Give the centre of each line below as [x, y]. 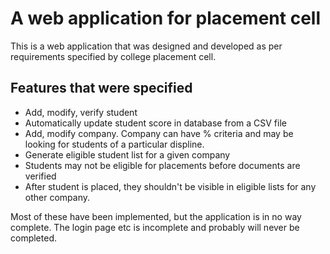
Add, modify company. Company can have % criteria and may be [159, 133]
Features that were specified [101, 88]
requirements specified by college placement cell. [113, 56]
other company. [57, 197]
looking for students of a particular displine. [114, 144]
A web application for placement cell [166, 18]
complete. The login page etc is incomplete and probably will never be [155, 227]
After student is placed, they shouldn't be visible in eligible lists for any [170, 186]
